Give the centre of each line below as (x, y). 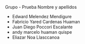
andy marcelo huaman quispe (42, 32)
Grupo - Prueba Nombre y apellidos (41, 7)
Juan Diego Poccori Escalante (42, 27)
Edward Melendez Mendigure (42, 16)
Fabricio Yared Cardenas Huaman (46, 22)
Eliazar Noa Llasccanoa (36, 37)
